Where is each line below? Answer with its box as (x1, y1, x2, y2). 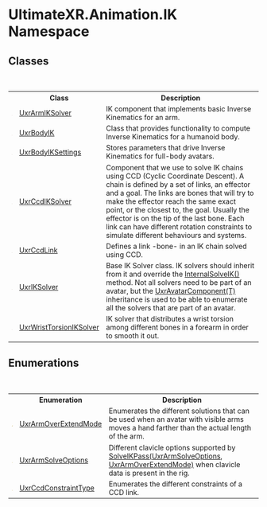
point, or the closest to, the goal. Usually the (106, 205, 250, 214)
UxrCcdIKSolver (18, 197, 72, 206)
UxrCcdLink (18, 245, 58, 255)
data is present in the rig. (108, 468, 190, 478)
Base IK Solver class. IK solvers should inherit (106, 261, 255, 270)
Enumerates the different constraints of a (108, 479, 242, 489)
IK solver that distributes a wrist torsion (106, 314, 234, 324)
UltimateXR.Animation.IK (8, 6, 177, 24)
